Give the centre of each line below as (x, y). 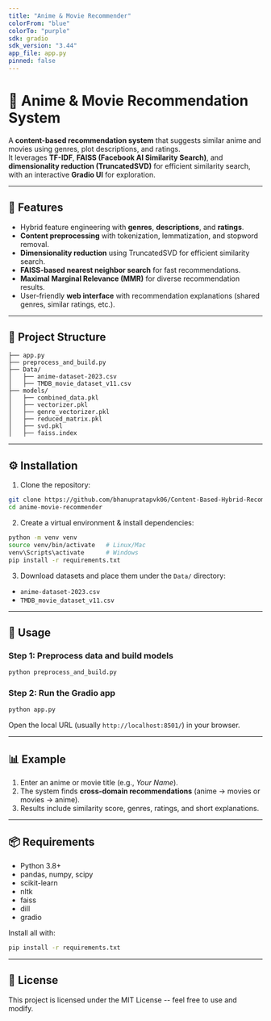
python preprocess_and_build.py (63, 672)
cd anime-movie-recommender (56, 508)
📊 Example (37, 759)
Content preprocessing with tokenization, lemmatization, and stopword (139, 236)
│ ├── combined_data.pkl (54, 398)
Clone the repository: (55, 485)
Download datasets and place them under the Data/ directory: (123, 575)
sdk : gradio (28, 38)
